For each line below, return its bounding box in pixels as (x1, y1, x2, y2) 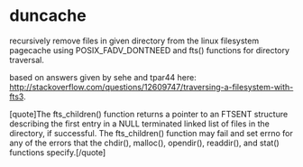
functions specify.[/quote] (9, 146, 106, 158)
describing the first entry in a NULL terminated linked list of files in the (9, 118, 271, 129)
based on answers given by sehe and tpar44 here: (9, 71, 197, 82)
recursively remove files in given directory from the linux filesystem (9, 35, 260, 46)
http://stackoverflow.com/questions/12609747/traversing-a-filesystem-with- (9, 81, 294, 92)
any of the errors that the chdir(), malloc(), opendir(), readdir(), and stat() (9, 137, 280, 148)
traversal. (9, 54, 45, 65)
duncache (9, 5, 87, 26)
